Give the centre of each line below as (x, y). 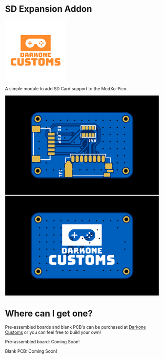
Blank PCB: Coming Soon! (31, 351)
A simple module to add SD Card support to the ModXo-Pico (66, 88)
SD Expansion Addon (49, 9)
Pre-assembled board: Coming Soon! (42, 341)
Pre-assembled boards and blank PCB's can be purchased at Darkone (76, 327)
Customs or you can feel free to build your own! (53, 332)
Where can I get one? (49, 313)
